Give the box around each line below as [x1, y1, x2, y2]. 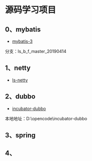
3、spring [5, 131, 36, 140]
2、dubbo [5, 93, 35, 101]
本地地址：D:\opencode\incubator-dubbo [5, 115, 88, 121]
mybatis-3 [12, 38, 33, 44]
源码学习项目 [5, 4, 57, 16]
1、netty [5, 64, 31, 72]
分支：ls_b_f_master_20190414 [5, 48, 67, 54]
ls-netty [12, 77, 28, 83]
